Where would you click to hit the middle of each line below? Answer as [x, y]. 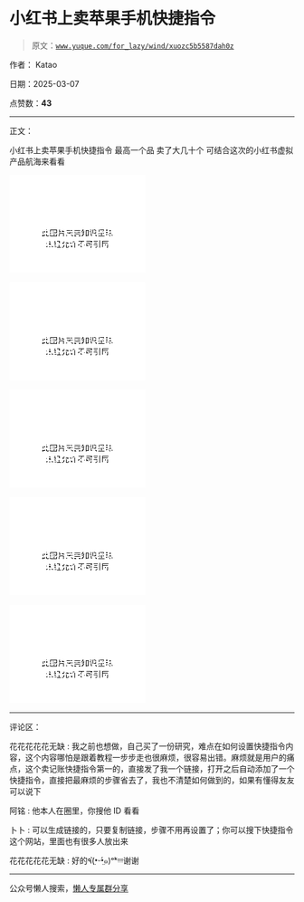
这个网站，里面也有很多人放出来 [69, 841]
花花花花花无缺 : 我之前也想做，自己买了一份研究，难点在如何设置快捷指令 [147, 746]
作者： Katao [33, 64]
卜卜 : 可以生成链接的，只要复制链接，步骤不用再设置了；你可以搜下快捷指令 [152, 830]
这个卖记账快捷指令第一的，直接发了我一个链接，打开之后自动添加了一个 [160, 768]
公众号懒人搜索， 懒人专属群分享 [69, 888]
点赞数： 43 [31, 103]
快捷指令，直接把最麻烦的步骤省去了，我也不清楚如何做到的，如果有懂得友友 [152, 780]
